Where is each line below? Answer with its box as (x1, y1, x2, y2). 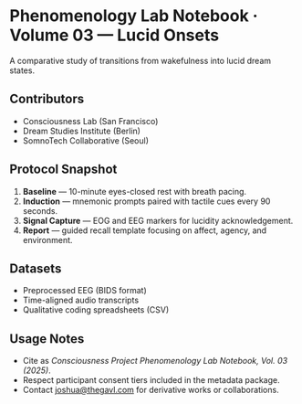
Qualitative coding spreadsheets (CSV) (22, 304, 170, 315)
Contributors (9, 91, 85, 107)
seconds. (22, 205, 58, 216)
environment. (22, 234, 73, 245)
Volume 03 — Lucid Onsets (9, 25, 220, 46)
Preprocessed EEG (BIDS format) (22, 285, 148, 296)
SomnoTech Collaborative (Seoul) (22, 134, 149, 146)
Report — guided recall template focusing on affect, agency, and (22, 225, 267, 236)
